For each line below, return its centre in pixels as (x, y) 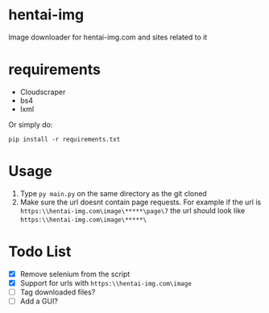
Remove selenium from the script (75, 274)
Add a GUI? (39, 301)
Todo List (40, 252)
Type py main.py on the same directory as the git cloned (113, 193)
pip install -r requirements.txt (64, 139)
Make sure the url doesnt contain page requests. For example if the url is (141, 202)
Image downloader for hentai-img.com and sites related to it (108, 37)
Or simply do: (31, 124)
